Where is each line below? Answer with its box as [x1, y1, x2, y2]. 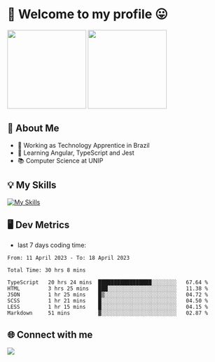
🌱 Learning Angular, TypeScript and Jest [17, 148, 134, 157]
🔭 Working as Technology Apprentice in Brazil [17, 141, 150, 149]
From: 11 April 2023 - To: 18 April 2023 [7, 255, 130, 262]
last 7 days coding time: [17, 241, 86, 249]
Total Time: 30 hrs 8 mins [7, 267, 86, 274]
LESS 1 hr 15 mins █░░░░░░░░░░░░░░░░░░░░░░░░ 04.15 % [7, 304, 209, 311]
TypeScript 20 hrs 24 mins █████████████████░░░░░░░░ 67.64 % [7, 279, 209, 286]
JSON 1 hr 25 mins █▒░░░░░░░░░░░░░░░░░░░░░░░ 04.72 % [7, 291, 209, 298]
